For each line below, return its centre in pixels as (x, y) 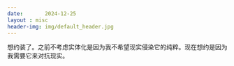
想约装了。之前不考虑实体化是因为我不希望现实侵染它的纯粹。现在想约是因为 (117, 47)
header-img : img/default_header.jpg (60, 26)
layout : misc (28, 20)
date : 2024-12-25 (42, 14)
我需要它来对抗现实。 (38, 56)
